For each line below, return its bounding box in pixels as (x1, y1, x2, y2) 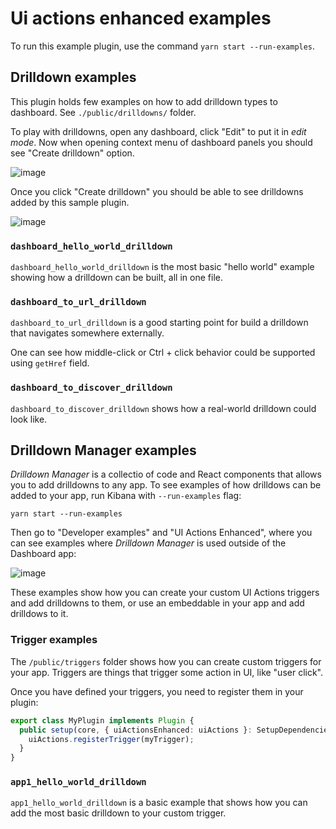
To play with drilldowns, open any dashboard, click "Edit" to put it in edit (10, 125, 307, 137)
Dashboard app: (10, 548, 77, 560)
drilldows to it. (10, 608, 69, 620)
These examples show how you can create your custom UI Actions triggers (10, 587, 320, 599)
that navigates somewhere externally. (10, 327, 165, 339)
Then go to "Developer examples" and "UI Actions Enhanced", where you (10, 527, 313, 539)
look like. (10, 413, 48, 425)
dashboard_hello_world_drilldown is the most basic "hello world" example (10, 261, 315, 273)
